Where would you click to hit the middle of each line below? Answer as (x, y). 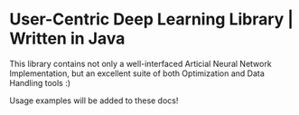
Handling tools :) (40, 82)
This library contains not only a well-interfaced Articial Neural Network (141, 63)
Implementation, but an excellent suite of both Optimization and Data (137, 73)
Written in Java (67, 38)
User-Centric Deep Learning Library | (151, 19)
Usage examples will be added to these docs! (94, 101)
